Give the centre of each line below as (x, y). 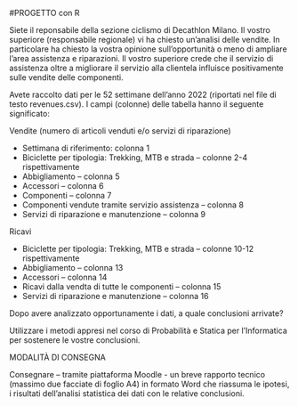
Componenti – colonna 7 (67, 195)
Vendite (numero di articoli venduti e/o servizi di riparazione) (120, 131)
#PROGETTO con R (44, 13)
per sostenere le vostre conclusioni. (75, 340)
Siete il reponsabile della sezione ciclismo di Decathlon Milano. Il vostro (140, 30)
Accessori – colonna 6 (63, 186)
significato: (30, 114)
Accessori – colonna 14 (64, 277)
